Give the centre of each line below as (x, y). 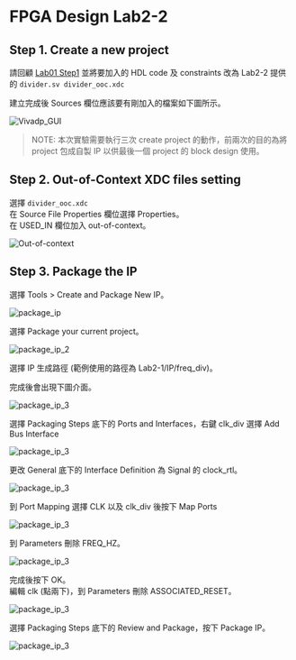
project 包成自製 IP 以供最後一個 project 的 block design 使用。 (148, 151)
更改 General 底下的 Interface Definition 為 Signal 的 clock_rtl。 (126, 470)
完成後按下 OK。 (40, 580)
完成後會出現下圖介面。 (53, 387)
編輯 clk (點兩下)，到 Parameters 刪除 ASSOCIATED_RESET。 (123, 591)
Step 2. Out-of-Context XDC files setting (125, 180)
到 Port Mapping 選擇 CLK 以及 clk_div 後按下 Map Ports (113, 506)
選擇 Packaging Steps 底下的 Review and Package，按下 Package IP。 (140, 628)
